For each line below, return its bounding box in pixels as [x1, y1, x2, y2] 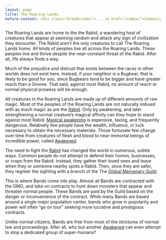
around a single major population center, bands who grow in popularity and [5, 199, 158, 205]
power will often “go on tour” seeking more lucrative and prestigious [5, 204, 144, 210]
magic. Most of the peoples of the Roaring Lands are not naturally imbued [5, 102, 156, 107]
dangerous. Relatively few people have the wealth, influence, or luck [5, 122, 144, 128]
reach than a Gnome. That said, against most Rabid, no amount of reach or [5, 81, 157, 87]
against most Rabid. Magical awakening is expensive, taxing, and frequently [5, 117, 160, 123]
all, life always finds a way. [5, 56, 59, 62]
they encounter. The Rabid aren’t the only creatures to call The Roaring [5, 40, 150, 46]
